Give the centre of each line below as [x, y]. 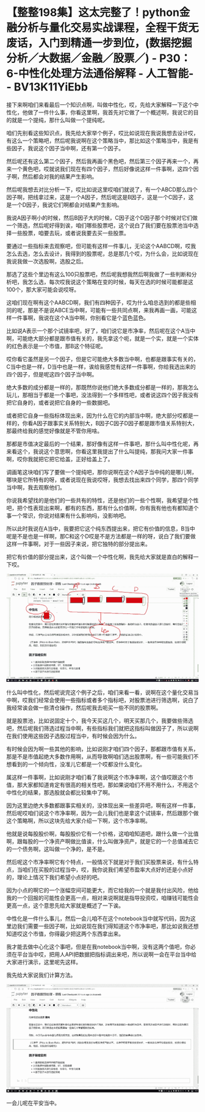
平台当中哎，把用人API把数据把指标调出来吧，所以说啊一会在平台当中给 [107, 954]
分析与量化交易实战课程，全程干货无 [108, 28]
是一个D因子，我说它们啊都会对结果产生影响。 [65, 205]
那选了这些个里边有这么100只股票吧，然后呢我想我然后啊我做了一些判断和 [99, 274]
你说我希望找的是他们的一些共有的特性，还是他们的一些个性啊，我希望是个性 [103, 500]
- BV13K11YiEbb [47, 87]
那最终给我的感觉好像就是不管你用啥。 [54, 431]
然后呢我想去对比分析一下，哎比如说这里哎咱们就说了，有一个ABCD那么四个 [102, 189]
